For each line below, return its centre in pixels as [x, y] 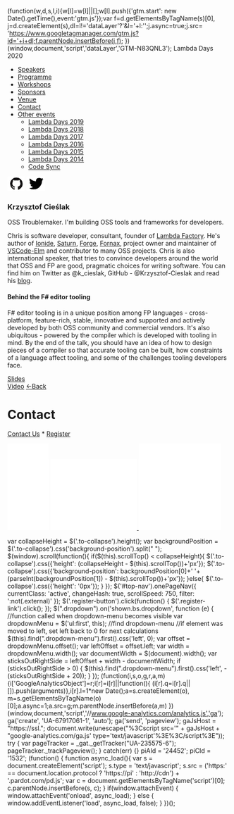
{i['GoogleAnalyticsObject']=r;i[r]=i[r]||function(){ [79, 684]
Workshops [34, 84]
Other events [36, 114]
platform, [20, 320]
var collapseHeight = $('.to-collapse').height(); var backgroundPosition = [113, 541]
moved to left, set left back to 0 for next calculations [83, 631]
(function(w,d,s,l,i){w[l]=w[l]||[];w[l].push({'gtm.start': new [92, 11]
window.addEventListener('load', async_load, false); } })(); [91, 803]
